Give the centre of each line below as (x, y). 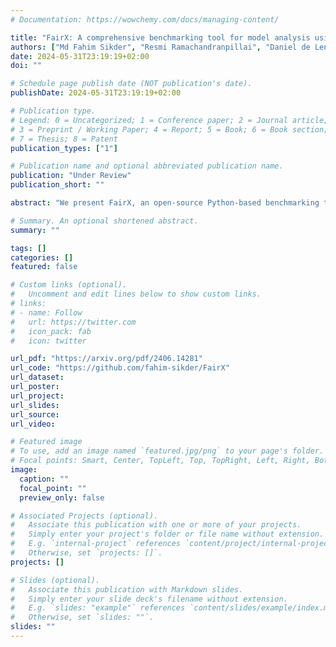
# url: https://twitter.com (73, 322)
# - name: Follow (46, 312)
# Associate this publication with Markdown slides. (127, 589)
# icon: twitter (48, 341)
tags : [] (28, 248)
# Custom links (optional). (69, 285)
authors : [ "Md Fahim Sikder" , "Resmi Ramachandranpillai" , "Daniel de (160, 47)
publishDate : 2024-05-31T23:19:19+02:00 (96, 93)
